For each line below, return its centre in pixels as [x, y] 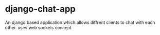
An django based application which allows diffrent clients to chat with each [80, 22]
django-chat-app [40, 9]
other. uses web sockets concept [38, 27]
